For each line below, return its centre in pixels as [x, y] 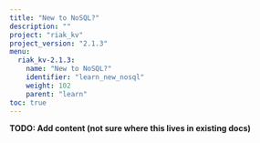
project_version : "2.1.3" [58, 43]
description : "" [40, 26]
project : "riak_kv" [47, 35]
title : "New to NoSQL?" [55, 18]
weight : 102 [48, 86]
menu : [20, 52]
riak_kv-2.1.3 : [47, 60]
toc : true [28, 102]
